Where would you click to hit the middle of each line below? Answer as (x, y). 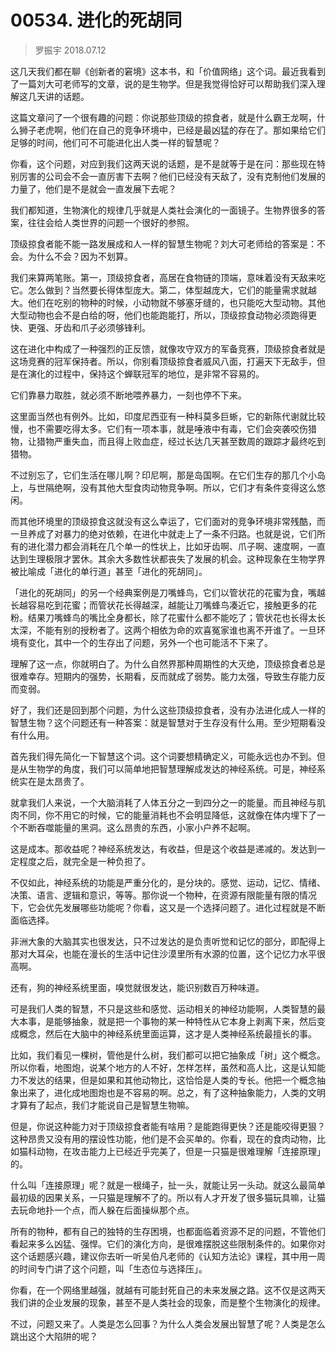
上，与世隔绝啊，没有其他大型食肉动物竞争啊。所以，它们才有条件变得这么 (163, 487)
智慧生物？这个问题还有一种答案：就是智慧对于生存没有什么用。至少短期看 (163, 722)
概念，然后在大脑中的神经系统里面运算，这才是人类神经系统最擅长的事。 (167, 1033)
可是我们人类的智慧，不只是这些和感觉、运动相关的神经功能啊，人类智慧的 (163, 1008)
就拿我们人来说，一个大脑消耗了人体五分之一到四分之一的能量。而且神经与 (163, 802)
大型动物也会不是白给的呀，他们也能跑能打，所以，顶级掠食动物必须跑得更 (163, 315)
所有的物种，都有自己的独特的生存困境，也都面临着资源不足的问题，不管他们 (168, 1231)
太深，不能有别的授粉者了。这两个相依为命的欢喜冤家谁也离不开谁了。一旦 (163, 630)
